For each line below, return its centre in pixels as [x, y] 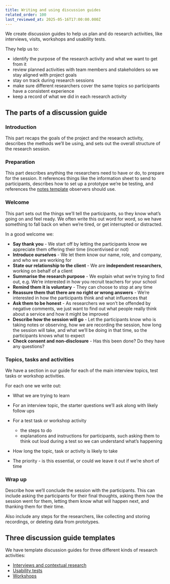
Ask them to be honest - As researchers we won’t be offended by [82, 303]
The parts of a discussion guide [56, 112]
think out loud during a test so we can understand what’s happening [91, 441]
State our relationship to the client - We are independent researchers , [87, 265]
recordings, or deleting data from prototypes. [53, 522]
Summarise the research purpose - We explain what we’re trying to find [89, 276]
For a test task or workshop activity [49, 420]
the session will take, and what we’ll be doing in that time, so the [80, 330]
